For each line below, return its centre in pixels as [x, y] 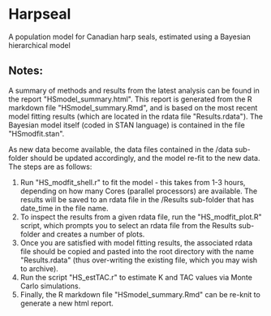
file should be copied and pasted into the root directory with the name [137, 251]
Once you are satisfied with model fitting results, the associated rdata [136, 242]
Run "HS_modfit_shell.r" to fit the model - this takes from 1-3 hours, [133, 182]
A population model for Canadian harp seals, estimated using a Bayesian [129, 37]
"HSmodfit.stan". [37, 133]
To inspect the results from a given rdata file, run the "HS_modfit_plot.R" [141, 217]
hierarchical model [39, 45]
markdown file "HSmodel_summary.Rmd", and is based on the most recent [133, 107]
